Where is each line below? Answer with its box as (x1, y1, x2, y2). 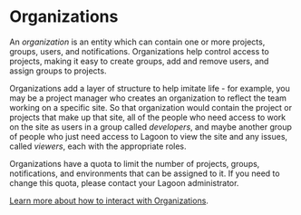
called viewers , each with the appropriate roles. (9, 141, 188, 151)
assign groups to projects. (9, 65, 107, 76)
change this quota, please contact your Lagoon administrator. (9, 177, 239, 188)
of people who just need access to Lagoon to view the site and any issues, (9, 131, 288, 142)
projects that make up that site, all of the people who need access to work (9, 112, 286, 122)
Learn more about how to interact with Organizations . (9, 195, 209, 206)
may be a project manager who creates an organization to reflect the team (9, 93, 287, 103)
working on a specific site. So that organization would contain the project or (9, 102, 293, 112)
